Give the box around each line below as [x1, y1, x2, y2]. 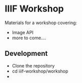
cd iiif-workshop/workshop [12, 68, 68, 74]
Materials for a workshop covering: [5, 20, 77, 26]
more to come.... [12, 35, 46, 41]
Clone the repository [12, 62, 55, 68]
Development [5, 49, 48, 58]
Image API [12, 29, 34, 35]
